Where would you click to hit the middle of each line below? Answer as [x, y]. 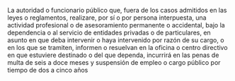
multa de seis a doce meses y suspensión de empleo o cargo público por [114, 62]
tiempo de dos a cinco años [48, 70]
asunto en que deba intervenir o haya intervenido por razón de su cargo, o [116, 40]
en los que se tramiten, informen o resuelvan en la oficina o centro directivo [117, 48]
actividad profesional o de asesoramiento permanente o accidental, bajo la [116, 25]
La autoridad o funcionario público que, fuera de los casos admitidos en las [117, 10]
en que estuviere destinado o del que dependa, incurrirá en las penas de [113, 55]
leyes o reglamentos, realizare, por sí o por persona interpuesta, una [107, 18]
